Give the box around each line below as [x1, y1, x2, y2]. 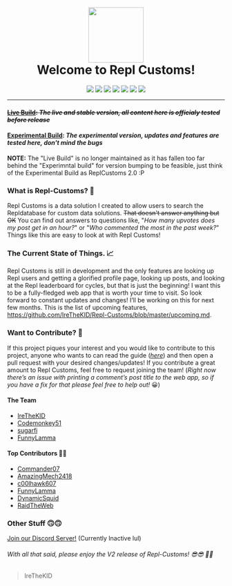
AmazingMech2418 [17, 472, 72, 480]
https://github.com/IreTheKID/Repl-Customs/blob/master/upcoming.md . [7, 311, 212, 319]
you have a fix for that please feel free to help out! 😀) [7, 380, 161, 389]
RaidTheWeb [17, 501, 54, 510]
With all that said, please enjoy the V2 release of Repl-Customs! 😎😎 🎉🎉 [7, 549, 214, 558]
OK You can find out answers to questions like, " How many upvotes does [7, 216, 215, 224]
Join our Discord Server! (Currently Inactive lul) [7, 534, 142, 543]
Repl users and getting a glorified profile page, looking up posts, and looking [7, 274, 225, 282]
